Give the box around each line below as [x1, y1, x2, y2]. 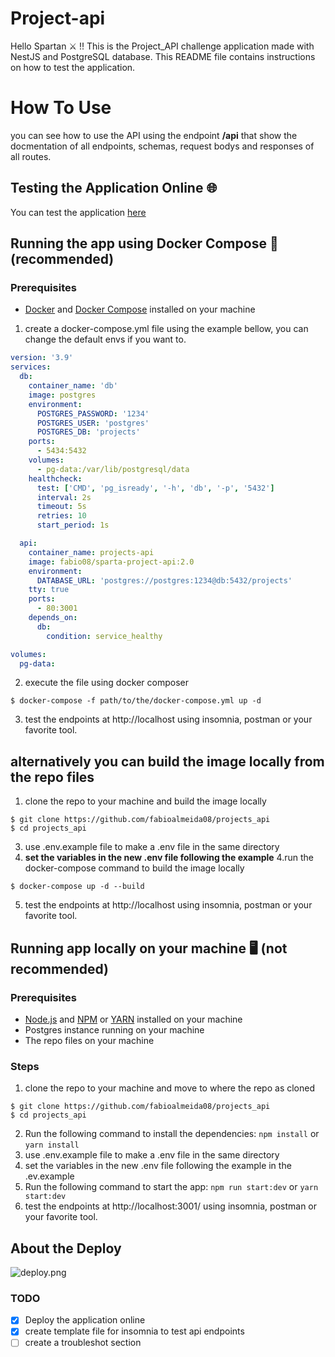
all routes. [10, 150, 52, 162]
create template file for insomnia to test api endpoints [24, 1325, 245, 1337]
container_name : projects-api [28, 547, 155, 557]
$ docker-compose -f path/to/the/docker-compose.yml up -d [10, 696, 262, 706]
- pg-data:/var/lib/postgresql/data [36, 464, 190, 474]
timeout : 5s [36, 502, 87, 512]
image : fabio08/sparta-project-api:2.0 [28, 557, 195, 567]
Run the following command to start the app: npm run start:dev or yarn [24, 1181, 319, 1193]
